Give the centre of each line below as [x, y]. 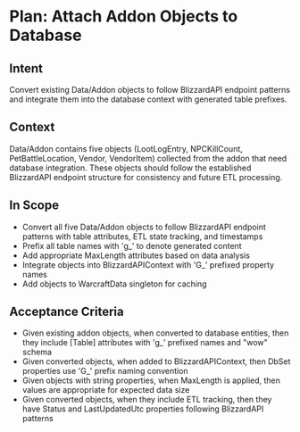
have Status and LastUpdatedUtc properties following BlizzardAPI [143, 409]
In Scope [34, 206]
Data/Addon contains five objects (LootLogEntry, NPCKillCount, [126, 148]
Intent [26, 68]
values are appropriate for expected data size [106, 390]
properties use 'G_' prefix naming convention [105, 371]
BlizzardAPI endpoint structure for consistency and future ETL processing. [146, 177]
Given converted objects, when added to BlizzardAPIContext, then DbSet [156, 361]
